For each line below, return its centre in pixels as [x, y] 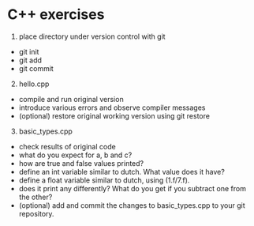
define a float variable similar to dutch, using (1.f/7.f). [104, 180]
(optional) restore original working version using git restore [114, 115]
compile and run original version [71, 99]
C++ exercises [56, 15]
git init [29, 51]
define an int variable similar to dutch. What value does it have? [122, 171]
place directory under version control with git [92, 36]
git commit [36, 68]
